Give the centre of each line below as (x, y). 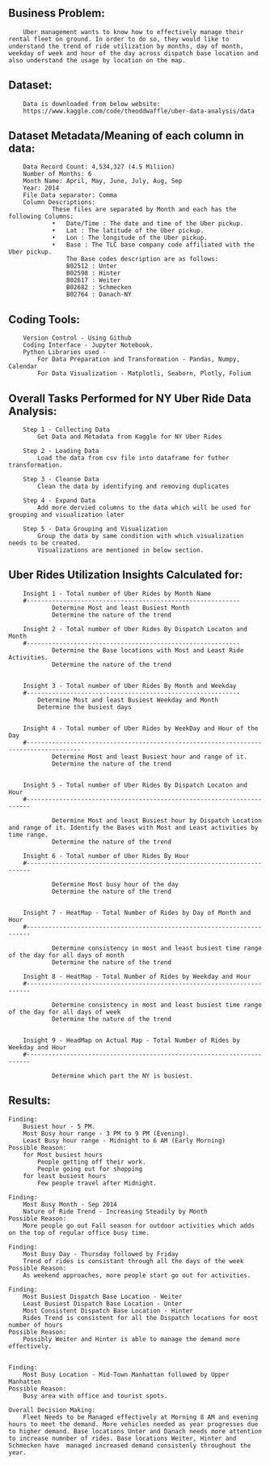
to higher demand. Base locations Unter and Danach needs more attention (135, 1431)
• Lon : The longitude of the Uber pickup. (129, 238)
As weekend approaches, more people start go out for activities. (137, 1275)
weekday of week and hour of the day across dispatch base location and (133, 53)
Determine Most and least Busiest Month (120, 608)
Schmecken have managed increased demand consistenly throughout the (130, 1446)
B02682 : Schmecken (99, 288)
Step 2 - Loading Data (61, 451)
